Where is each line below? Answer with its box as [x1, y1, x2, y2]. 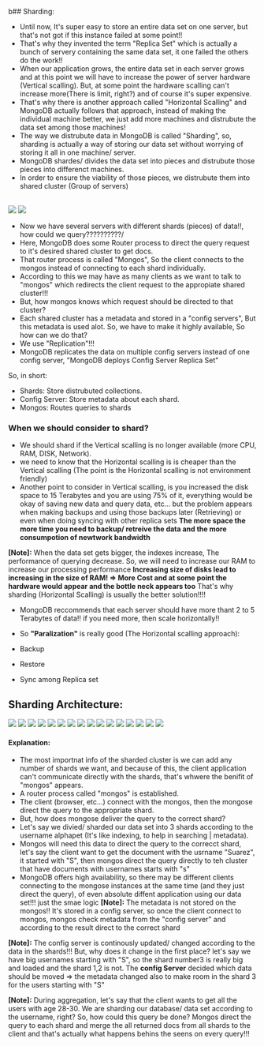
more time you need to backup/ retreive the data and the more [19, 524, 227, 534]
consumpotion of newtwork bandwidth [19, 533, 151, 542]
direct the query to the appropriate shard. [19, 805, 154, 815]
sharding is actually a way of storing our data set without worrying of [19, 140, 244, 148]
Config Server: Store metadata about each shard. [19, 395, 180, 403]
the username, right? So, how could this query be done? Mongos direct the [8, 1012, 252, 1022]
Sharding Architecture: [8, 698, 124, 711]
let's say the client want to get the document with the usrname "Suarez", [19, 848, 255, 857]
